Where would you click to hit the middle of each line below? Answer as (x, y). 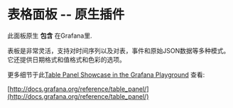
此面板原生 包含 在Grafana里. (50, 36)
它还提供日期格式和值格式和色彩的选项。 (66, 59)
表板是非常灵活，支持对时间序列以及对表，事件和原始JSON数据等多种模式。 (119, 50)
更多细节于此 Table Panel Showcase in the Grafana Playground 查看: (106, 75)
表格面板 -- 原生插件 (66, 15)
